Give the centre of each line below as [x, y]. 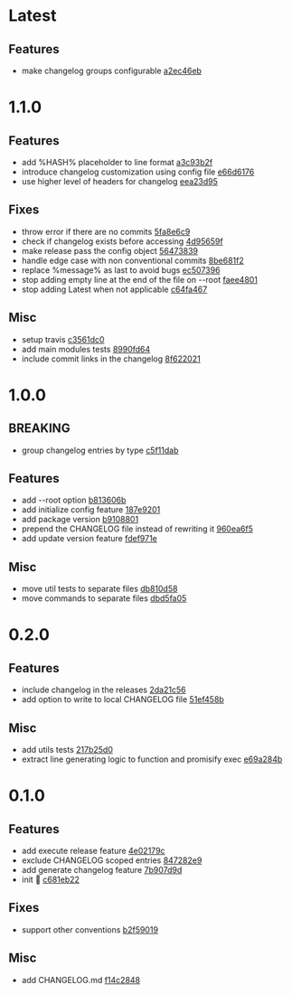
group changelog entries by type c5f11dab [100, 450]
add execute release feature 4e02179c [93, 851]
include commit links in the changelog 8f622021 [111, 359]
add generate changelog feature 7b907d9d [102, 870]
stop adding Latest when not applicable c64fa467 [114, 289]
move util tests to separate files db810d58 [99, 589]
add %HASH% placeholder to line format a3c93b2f [117, 162]
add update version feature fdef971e [89, 539]
